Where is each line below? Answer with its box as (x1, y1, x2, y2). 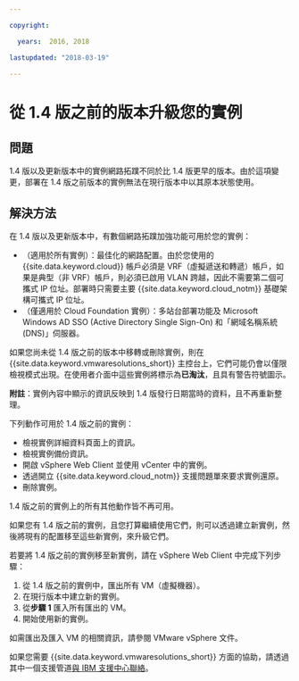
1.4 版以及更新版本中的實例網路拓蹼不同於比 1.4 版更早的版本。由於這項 (9, 166, 272, 177)
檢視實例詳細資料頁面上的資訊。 (21, 437, 140, 448)
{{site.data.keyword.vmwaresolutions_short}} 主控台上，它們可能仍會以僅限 (9, 358, 287, 369)
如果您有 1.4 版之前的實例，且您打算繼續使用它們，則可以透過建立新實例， (9, 519, 283, 531)
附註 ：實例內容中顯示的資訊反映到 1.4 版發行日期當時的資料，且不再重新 (9, 388, 275, 399)
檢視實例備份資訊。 (21, 448, 94, 460)
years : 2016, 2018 (17, 37, 90, 46)
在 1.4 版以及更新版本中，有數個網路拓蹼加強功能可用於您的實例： (9, 231, 252, 242)
